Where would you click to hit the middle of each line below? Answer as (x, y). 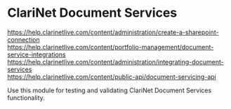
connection (24, 39)
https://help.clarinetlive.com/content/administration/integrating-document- (115, 61)
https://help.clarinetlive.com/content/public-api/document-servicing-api (112, 77)
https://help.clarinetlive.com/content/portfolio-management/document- (111, 47)
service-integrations (37, 54)
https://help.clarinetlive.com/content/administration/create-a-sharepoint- (113, 32)
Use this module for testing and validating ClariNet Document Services (110, 90)
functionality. (26, 97)
